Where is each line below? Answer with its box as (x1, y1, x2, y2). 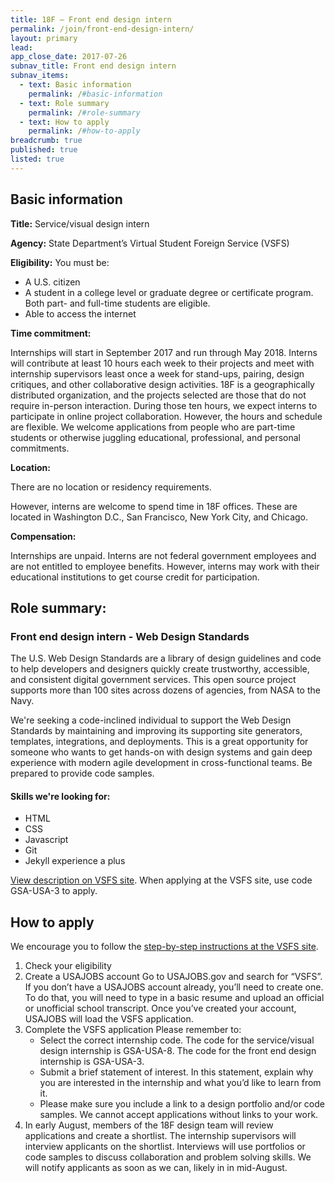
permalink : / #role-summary (28, 107, 141, 118)
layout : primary (10, 33, 78, 43)
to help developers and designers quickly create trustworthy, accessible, (10, 663, 310, 675)
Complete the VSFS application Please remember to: (24, 1024, 242, 1036)
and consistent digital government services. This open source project (10, 674, 297, 686)
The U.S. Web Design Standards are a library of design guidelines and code (10, 652, 322, 665)
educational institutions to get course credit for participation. (10, 571, 260, 583)
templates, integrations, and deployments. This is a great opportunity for (10, 736, 309, 748)
